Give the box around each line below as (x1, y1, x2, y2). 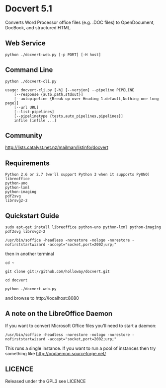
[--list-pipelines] (14, 109, 55, 114)
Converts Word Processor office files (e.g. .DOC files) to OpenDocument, (5, 19, 155, 25)
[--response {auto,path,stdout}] (14, 92, 83, 97)
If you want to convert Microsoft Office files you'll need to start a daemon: (5, 323, 157, 328)
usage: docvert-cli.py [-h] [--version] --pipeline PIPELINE (5, 87, 135, 92)
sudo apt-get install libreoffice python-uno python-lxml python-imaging (5, 225, 162, 230)
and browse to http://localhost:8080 (5, 295, 80, 301)
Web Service (5, 39, 46, 48)
